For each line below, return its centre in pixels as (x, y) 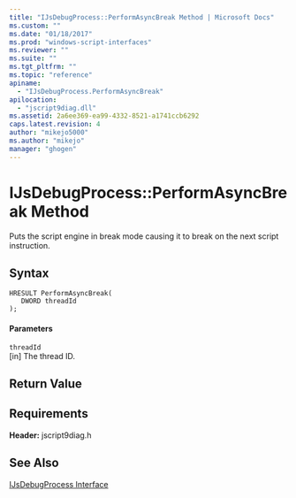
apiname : (25, 83)
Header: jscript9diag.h (50, 435)
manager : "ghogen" (43, 149)
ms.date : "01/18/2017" (51, 34)
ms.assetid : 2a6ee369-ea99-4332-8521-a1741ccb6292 (104, 116)
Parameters (31, 328)
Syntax (29, 273)
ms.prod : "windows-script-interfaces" (80, 42)
